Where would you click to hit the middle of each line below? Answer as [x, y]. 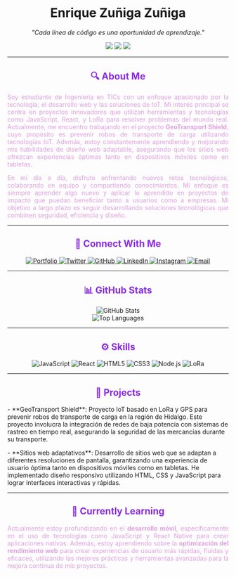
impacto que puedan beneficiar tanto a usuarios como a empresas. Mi [118, 200]
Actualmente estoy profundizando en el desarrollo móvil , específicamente [118, 528]
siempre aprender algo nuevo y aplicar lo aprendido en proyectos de [118, 193]
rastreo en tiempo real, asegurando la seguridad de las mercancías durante [116, 432]
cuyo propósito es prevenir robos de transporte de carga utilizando [118, 134]
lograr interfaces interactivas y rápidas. [64, 482]
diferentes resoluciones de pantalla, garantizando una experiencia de [107, 460]
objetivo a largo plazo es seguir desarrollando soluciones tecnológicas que [118, 207]
